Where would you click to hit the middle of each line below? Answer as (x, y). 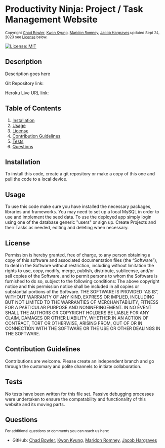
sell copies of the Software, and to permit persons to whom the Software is (82, 276)
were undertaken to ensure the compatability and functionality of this (76, 399)
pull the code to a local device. (36, 179)
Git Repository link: (24, 83)
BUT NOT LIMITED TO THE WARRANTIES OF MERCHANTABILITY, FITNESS (82, 302)
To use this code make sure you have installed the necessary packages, (78, 206)
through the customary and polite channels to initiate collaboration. (73, 366)
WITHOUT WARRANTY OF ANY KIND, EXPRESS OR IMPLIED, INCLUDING (80, 297)
